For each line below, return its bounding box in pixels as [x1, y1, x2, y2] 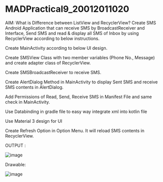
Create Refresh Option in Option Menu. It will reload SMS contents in [5, 127, 145, 134]
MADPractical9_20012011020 [5, 3, 129, 15]
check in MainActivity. [5, 99, 50, 105]
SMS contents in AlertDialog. [5, 84, 64, 90]
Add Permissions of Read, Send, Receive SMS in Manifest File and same [5, 94, 152, 100]
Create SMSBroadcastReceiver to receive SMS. [5, 69, 102, 75]
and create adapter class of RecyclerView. [5, 60, 91, 66]
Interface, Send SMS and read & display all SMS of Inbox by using [5, 30, 139, 36]
